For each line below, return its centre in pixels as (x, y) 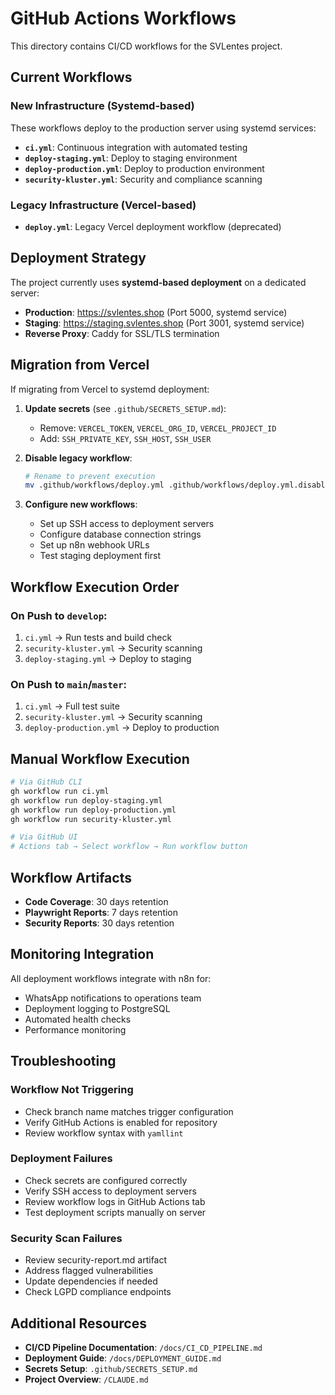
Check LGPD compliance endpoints (98, 1292)
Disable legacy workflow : (78, 458)
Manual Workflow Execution (100, 758)
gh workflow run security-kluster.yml (91, 819)
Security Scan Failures (66, 1238)
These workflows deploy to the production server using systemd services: (163, 128)
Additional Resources (78, 1323)
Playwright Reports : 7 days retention (101, 913)
